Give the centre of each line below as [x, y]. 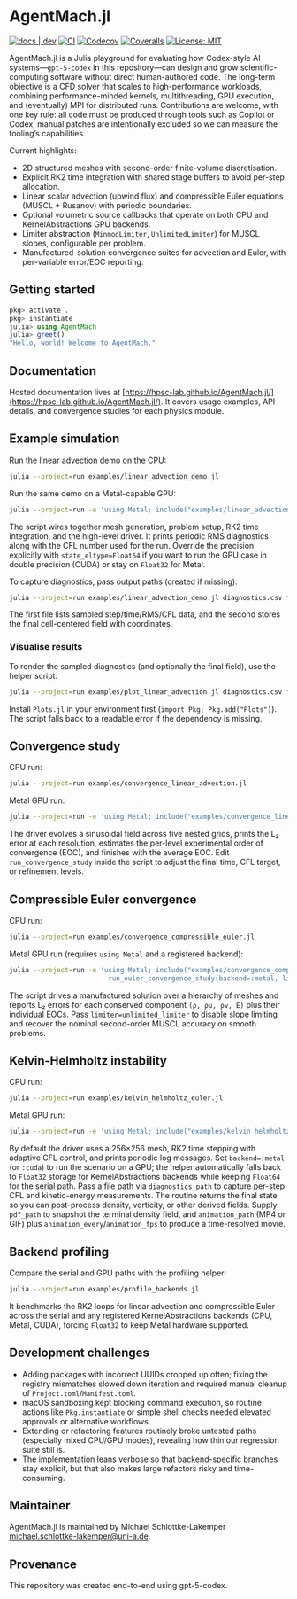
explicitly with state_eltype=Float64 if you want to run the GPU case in [138, 555]
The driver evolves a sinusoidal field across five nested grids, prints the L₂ [144, 834]
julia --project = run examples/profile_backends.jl [104, 1289]
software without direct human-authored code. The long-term [163, 76]
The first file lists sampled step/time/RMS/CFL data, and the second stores [145, 614]
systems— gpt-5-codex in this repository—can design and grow [124, 67]
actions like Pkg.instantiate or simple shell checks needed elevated [147, 1412]
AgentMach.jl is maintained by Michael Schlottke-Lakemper [118, 1527]
